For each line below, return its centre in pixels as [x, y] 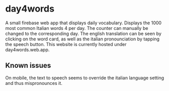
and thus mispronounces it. [34, 83]
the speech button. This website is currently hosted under [66, 44]
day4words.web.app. [27, 50]
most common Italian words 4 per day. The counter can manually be [77, 28]
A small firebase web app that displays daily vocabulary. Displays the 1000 [83, 23]
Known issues [28, 65]
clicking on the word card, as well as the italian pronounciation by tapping [82, 39]
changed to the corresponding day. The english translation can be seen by [83, 33]
